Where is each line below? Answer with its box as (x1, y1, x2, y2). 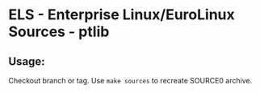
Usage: (8, 55, 46, 68)
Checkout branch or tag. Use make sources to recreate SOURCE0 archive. (8, 76, 253, 85)
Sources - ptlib (8, 22, 110, 41)
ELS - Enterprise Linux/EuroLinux (8, 6, 236, 24)
